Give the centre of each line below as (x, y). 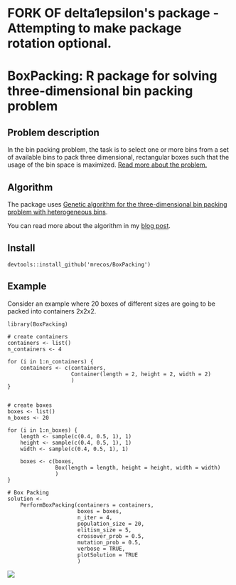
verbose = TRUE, (101, 549)
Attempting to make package (95, 28)
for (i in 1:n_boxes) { (43, 430)
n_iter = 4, (95, 517)
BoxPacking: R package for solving (112, 76)
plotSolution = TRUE (108, 555)
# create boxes (30, 405)
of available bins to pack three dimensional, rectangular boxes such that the (118, 157)
